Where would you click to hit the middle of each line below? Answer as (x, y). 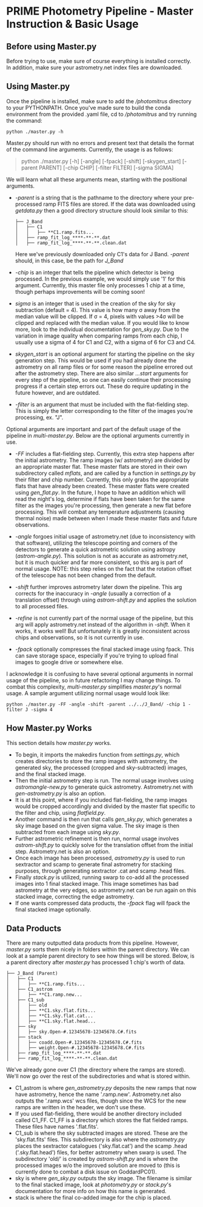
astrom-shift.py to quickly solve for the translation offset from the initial (104, 845)
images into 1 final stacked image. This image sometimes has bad (97, 883)
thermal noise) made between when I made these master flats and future (106, 518)
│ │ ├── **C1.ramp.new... (45, 995)
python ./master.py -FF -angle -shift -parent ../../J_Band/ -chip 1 (96, 704)
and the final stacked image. (50, 774)
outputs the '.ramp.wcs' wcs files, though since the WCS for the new (101, 1101)
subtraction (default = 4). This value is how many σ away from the (97, 310)
